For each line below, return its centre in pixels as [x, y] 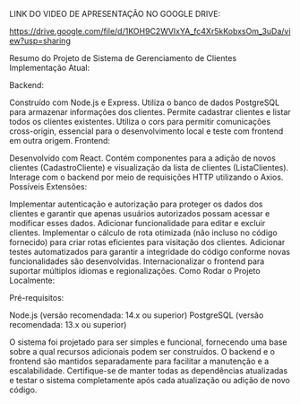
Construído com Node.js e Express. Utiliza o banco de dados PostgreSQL [145, 102]
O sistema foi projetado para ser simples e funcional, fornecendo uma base [148, 342]
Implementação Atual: [50, 68]
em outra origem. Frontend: [60, 141]
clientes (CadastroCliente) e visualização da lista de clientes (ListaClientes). [149, 167]
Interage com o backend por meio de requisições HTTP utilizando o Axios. [146, 177]
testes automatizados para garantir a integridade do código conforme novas [150, 252]
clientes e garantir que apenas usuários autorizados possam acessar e [140, 214]
